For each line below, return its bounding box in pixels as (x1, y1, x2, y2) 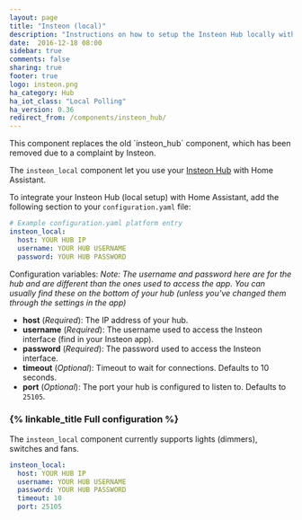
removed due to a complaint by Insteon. (9, 147, 156, 158)
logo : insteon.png (9, 80, 78, 89)
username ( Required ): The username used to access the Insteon (22, 324, 263, 335)
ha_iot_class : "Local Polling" (9, 96, 127, 106)
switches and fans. (9, 443, 79, 454)
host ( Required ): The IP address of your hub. (22, 314, 189, 325)
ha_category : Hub (9, 88, 75, 97)
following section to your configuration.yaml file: (9, 201, 191, 212)
